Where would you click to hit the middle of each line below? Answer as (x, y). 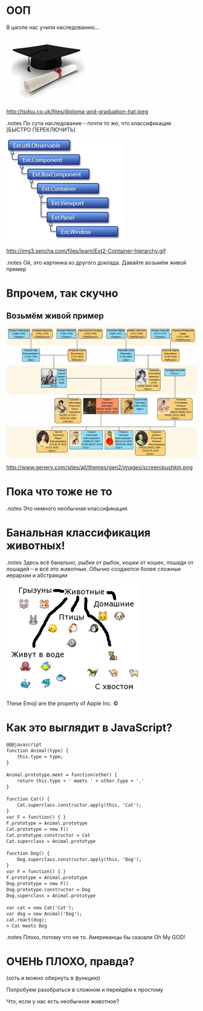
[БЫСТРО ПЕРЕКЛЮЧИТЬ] (41, 129)
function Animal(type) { (37, 751)
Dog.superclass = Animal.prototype (51, 896)
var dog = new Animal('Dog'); (44, 914)
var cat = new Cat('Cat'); (40, 908)
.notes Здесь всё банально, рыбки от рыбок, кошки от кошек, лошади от (100, 562)
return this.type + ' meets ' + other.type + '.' (81, 781)
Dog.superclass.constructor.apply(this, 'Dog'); (79, 859)
